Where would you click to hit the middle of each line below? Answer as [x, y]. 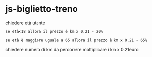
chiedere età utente [26, 23]
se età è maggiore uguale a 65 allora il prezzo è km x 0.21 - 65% [76, 40]
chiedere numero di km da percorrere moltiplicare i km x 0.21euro [72, 49]
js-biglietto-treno [42, 9]
